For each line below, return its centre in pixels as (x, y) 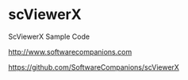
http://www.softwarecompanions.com (70, 51)
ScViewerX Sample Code (49, 36)
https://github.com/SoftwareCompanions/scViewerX (94, 67)
